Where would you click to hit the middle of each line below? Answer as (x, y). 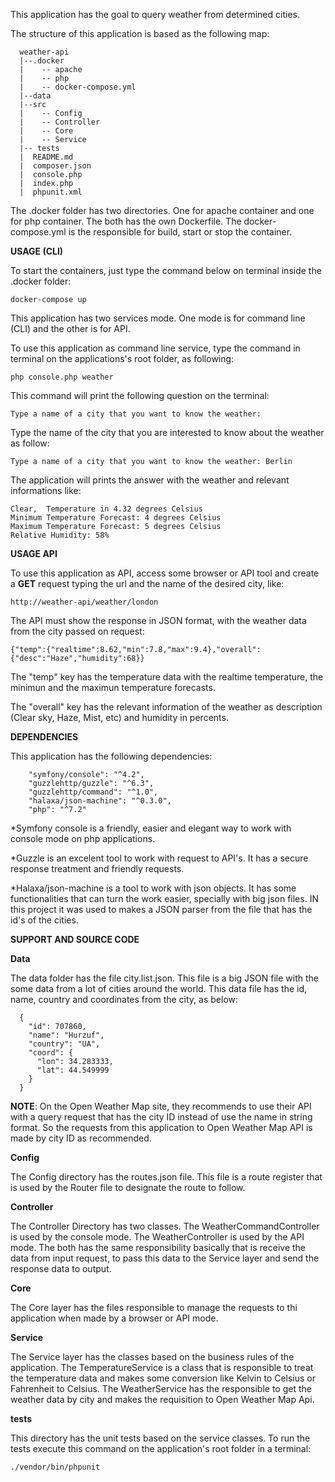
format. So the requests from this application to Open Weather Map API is (161, 1127)
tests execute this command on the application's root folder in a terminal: (161, 1448)
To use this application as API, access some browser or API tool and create (165, 573)
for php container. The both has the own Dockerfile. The (126, 221)
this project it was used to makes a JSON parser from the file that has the (161, 909)
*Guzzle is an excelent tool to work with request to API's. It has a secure (159, 858)
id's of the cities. (44, 920)
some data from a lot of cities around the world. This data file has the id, (159, 988)
